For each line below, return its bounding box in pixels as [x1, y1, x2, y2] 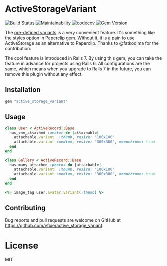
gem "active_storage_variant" [5, 99, 68, 104]
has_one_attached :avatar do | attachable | [9, 131, 99, 135]
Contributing [5, 204, 46, 212]
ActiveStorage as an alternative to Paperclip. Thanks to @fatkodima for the [5, 40, 159, 46]
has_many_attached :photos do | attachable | [9, 162, 101, 167]
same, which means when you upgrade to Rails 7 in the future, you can [5, 66, 151, 72]
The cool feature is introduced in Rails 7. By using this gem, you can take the [5, 55, 162, 61]
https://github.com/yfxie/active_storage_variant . [5, 222, 104, 228]
